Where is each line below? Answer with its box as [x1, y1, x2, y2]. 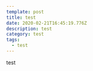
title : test [6, 14, 36, 20]
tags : [6, 37, 20, 43]
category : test [6, 31, 44, 37]
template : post [6, 8, 44, 15]
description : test [6, 25, 52, 32]
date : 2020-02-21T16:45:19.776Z [6, 20, 87, 26]
